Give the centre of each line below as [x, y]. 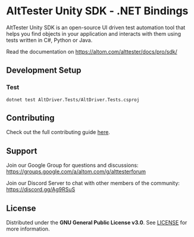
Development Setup [44, 71]
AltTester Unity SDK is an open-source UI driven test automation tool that [96, 27]
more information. [28, 229]
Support [22, 151]
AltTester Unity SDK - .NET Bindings [97, 11]
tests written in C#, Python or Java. [49, 40]
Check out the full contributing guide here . [58, 132]
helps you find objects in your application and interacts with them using [94, 33]
